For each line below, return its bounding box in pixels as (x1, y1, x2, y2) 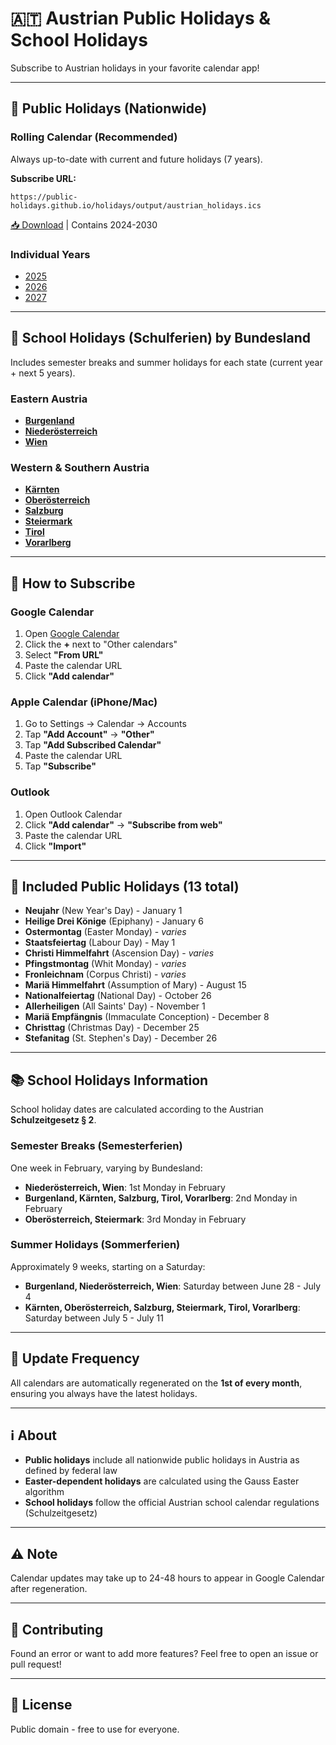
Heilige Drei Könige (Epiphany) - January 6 (24, 915, 204, 927)
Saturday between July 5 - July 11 (24, 1312, 164, 1324)
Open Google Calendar (24, 628, 120, 640)
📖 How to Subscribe (10, 575, 136, 592)
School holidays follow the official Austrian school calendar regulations (24, 1497, 320, 1509)
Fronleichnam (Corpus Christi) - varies (24, 968, 187, 981)
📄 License (10, 1697, 73, 1714)
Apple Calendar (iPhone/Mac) (10, 695, 158, 709)
